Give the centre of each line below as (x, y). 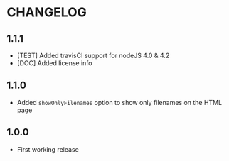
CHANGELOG (47, 12)
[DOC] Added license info (54, 63)
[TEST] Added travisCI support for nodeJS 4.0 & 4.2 (93, 55)
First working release (48, 149)
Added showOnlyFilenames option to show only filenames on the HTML (119, 102)
